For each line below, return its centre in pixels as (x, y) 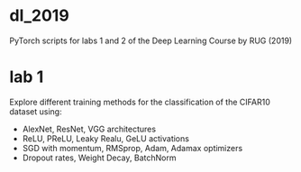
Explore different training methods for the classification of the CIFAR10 (140, 102)
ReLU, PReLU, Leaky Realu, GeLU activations (105, 138)
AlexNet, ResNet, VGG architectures (89, 129)
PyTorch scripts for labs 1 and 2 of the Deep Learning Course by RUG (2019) (151, 41)
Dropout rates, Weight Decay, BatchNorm (99, 158)
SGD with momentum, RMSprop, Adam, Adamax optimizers (132, 148)
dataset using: (36, 111)
